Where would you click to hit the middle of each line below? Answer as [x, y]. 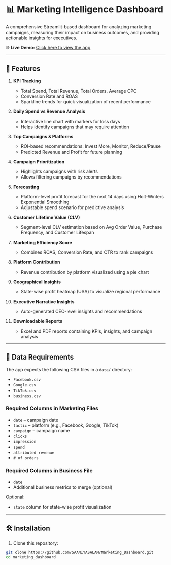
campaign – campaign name [41, 430]
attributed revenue [34, 453]
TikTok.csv [25, 391]
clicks [20, 436]
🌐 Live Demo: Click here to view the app [48, 47]
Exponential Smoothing [45, 202]
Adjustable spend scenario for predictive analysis [72, 207]
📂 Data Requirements [40, 357]
